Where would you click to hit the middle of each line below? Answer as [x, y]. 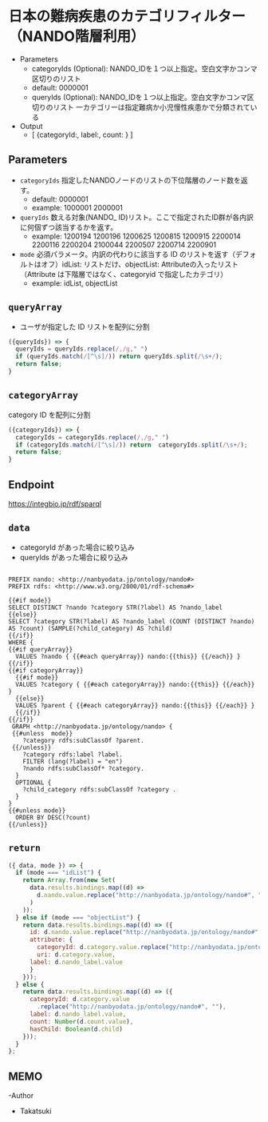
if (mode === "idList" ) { [59, 873]
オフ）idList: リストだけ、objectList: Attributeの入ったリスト [140, 264]
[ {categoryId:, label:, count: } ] [82, 134]
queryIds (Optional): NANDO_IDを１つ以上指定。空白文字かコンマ [139, 97]
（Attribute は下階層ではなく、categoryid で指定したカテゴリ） [124, 274]
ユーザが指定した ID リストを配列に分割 [85, 327]
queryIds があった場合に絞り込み [74, 557]
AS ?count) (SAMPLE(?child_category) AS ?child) [91, 628]
